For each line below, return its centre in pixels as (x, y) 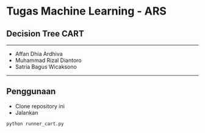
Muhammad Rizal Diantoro (48, 60)
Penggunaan (31, 91)
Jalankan (27, 112)
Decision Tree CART (45, 34)
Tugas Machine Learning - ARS (86, 11)
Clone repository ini (40, 106)
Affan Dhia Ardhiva (39, 54)
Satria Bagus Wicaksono (46, 67)
